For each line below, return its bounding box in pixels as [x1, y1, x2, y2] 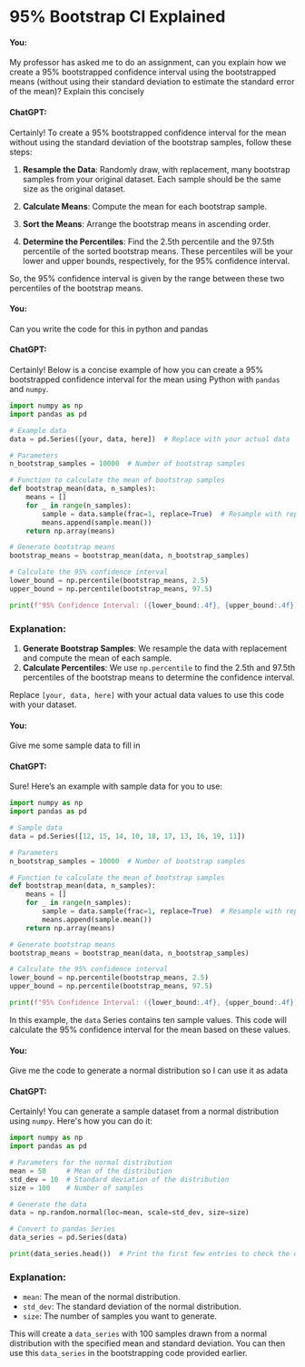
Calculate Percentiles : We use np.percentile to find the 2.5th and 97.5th [22, 662, 296, 673]
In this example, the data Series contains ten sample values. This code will [9, 1014, 288, 1025]
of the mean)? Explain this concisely [9, 86, 145, 97]
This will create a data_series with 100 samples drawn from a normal [9, 1328, 268, 1340]
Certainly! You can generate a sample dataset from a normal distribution [9, 1106, 280, 1117]
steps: [9, 146, 33, 157]
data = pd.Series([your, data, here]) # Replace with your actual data [9, 434, 290, 444]
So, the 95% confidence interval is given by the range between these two [9, 272, 285, 283]
